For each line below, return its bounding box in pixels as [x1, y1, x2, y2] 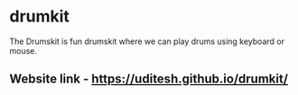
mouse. [9, 45, 38, 56]
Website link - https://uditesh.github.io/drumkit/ [9, 72, 289, 87]
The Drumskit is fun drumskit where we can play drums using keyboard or [9, 36, 284, 47]
